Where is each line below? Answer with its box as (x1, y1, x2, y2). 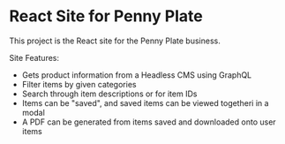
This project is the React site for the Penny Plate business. (9, 35, 221, 46)
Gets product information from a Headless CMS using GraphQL (21, 69, 252, 80)
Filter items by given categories (21, 79, 137, 89)
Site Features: (9, 52, 60, 63)
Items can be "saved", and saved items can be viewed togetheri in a (21, 97, 269, 108)
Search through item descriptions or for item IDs (21, 88, 198, 99)
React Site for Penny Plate (9, 6, 203, 27)
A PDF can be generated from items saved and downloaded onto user (21, 117, 276, 127)
